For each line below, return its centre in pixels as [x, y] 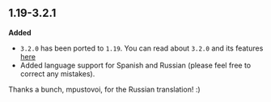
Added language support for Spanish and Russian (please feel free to [135, 65]
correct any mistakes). [57, 73]
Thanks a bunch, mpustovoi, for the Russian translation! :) [104, 89]
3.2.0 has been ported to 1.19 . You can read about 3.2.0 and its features [142, 48]
